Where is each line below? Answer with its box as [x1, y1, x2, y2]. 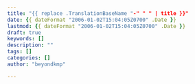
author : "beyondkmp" [7, 61, 67, 68]
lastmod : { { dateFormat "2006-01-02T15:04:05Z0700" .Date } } [7, 23, 186, 29]
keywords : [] [7, 36, 45, 42]
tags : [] [7, 48, 32, 55]
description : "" [7, 42, 54, 48]
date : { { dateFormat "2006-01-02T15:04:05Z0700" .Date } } [7, 16, 176, 23]
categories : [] [7, 55, 51, 61]
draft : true [7, 29, 41, 36]
